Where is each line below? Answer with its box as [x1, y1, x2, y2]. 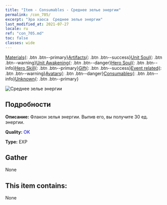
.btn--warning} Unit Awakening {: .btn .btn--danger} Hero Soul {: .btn [5, 59, 145, 66]
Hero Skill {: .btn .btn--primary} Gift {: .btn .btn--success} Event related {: [15, 65, 162, 71]
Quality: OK [5, 129, 30, 135]
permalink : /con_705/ [5, 12, 51, 17]
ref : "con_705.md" [5, 31, 44, 36]
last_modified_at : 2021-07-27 [5, 21, 69, 27]
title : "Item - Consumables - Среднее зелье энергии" [5, 7, 121, 13]
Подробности [5, 100, 51, 109]
